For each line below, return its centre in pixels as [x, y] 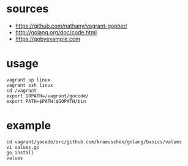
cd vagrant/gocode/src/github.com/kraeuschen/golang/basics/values [94, 142]
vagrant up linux [28, 80]
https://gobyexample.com [48, 39]
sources [28, 9]
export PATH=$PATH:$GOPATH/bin [46, 101]
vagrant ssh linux [30, 85]
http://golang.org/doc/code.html [56, 32]
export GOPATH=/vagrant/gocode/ [47, 96]
